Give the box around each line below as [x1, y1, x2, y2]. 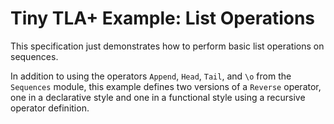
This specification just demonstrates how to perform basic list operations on [10, 40, 325, 52]
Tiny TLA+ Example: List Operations [10, 7, 316, 30]
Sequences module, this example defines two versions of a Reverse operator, [10, 80, 322, 92]
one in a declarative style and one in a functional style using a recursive [10, 91, 306, 103]
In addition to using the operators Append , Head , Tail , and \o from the [10, 70, 292, 82]
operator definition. [10, 102, 90, 114]
